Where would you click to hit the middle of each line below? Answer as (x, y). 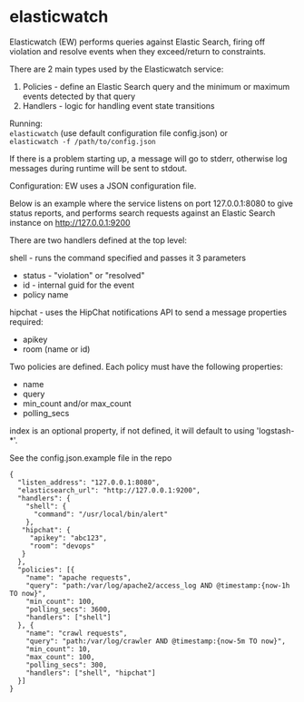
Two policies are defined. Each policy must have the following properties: (146, 366)
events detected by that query (79, 96)
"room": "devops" (62, 546)
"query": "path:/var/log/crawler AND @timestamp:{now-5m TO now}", (156, 641)
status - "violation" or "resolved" (83, 275)
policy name (45, 294)
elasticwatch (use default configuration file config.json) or (119, 132)
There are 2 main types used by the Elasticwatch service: (117, 69)
